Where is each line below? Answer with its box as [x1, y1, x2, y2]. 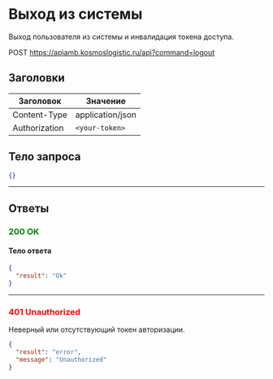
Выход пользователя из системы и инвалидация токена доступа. [8, 32, 234, 41]
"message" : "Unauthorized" [15, 355, 107, 364]
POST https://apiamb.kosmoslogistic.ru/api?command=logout [8, 47, 215, 57]
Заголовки [8, 71, 65, 85]
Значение [85, 95, 126, 107]
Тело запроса [8, 150, 81, 163]
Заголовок [18, 95, 62, 107]
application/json [75, 109, 136, 120]
